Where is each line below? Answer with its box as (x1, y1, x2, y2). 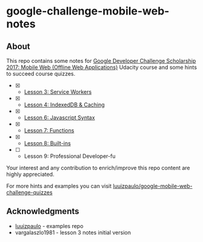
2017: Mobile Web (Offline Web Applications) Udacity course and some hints (6, 64, 197, 71)
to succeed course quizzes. (6, 70, 76, 77)
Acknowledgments (6, 206, 80, 217)
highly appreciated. (6, 171, 55, 178)
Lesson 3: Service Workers (24, 88, 92, 95)
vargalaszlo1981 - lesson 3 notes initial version (15, 229, 131, 236)
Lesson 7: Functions (24, 127, 75, 134)
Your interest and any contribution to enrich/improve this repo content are (6, 165, 190, 171)
